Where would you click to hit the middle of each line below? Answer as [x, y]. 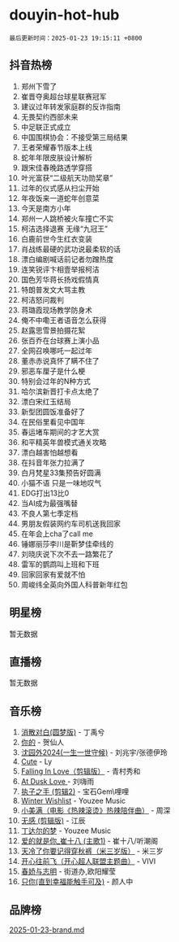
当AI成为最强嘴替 [49, 503]
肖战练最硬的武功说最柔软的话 [70, 249]
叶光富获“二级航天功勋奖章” [67, 177]
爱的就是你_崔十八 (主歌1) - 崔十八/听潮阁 [89, 841]
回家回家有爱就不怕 [53, 574]
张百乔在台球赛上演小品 [60, 340]
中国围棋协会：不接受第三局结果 [74, 137]
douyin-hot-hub [64, 15]
